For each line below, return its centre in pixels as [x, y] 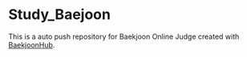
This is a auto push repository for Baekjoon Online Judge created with [124, 36]
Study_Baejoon [59, 15]
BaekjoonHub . [32, 44]
